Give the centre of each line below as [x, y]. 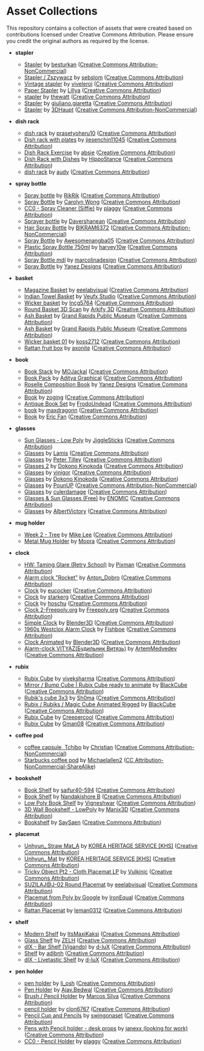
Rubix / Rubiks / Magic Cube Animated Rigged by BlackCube [100, 704]
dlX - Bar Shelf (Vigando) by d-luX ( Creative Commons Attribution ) [107, 947]
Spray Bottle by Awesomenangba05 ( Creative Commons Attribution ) [110, 240]
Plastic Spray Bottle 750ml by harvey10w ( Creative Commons [101, 247]
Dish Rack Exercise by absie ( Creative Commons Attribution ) [100, 152]
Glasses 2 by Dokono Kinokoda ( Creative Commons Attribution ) [104, 466]
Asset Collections [52, 11]
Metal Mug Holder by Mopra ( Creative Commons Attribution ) [100, 541]
